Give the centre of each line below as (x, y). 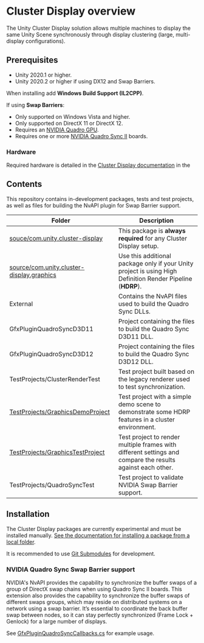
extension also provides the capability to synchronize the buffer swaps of (98, 596)
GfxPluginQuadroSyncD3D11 (52, 329)
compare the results (147, 460)
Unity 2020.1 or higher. (43, 75)
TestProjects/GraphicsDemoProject (60, 412)
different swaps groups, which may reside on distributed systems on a (94, 602)
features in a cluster (146, 420)
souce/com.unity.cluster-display (56, 238)
